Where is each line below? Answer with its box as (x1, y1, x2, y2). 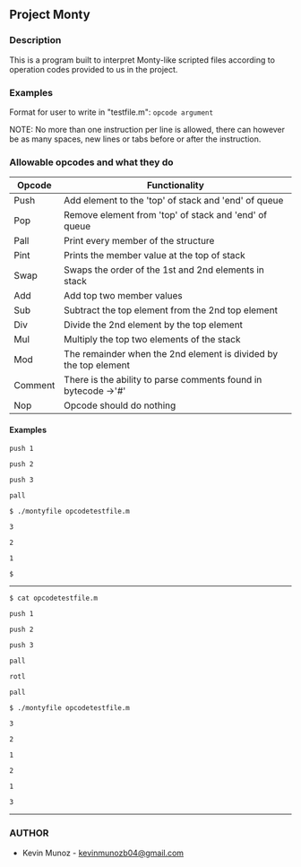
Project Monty (9, 7, 91, 22)
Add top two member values (64, 290, 183, 302)
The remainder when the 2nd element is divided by (64, 348, 279, 360)
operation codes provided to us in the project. (9, 64, 178, 74)
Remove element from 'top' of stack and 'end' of (64, 209, 267, 221)
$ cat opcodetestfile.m (9, 594, 99, 603)
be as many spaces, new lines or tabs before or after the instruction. (9, 134, 262, 144)
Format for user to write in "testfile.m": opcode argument (9, 107, 213, 117)
